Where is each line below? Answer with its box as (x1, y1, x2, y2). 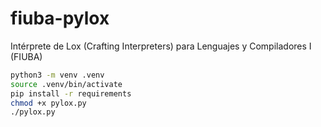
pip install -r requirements (10, 88, 132, 99)
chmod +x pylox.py (10, 98, 87, 108)
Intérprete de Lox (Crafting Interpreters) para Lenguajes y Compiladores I (10, 40, 312, 52)
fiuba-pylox (10, 7, 110, 30)
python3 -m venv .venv (10, 70, 105, 80)
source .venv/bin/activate (10, 79, 123, 89)
